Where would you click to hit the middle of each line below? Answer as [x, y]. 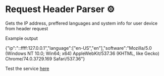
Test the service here [27, 68]
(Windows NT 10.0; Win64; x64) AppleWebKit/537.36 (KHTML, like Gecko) [83, 53]
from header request [27, 28]
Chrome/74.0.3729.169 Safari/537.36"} [45, 58]
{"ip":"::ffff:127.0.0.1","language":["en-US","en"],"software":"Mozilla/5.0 [79, 48]
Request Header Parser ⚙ [60, 9]
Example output [21, 38]
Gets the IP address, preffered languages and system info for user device [81, 23]
